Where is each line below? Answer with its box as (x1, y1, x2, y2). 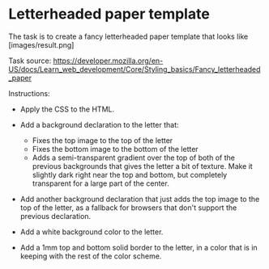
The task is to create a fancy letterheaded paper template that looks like (8, 32, 249, 41)
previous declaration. (19, 211, 92, 221)
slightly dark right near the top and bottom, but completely (32, 170, 228, 179)
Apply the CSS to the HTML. (19, 104, 115, 114)
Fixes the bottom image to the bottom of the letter (32, 144, 199, 153)
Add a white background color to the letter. (19, 227, 164, 237)
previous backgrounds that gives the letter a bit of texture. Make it (32, 161, 253, 170)
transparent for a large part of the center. (32, 179, 170, 188)
